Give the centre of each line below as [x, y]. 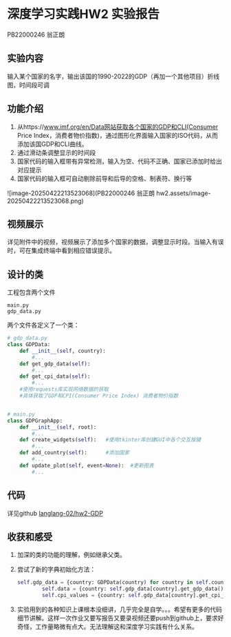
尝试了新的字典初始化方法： [56, 569]
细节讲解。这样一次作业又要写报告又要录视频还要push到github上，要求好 [120, 618]
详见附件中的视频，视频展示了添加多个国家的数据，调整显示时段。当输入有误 [115, 242]
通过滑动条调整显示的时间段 [56, 152]
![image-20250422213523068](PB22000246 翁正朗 [81, 193]
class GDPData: [29, 345]
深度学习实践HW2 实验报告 [84, 14]
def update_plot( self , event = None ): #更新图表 [87, 465]
